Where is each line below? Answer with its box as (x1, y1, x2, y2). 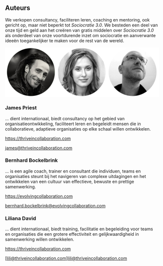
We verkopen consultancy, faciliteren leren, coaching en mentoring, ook (5, 17, 150, 22)
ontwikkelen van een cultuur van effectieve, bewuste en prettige (5, 178, 134, 184)
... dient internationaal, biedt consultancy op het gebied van (5, 115, 125, 121)
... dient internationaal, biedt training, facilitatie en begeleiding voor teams (5, 226, 153, 232)
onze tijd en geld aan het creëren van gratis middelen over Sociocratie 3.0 (5, 27, 154, 33)
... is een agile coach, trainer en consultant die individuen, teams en (5, 168, 141, 174)
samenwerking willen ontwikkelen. (5, 237, 75, 243)
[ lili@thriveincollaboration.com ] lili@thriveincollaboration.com (5, 255, 127, 261)
